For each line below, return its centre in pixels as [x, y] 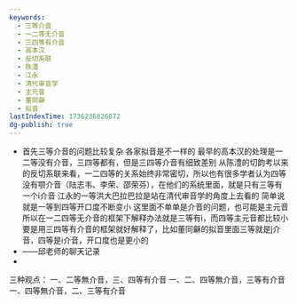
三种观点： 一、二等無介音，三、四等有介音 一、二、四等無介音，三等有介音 [147, 280]
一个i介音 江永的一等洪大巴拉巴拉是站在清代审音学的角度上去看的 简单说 [153, 196]
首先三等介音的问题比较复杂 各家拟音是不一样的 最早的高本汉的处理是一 [152, 151]
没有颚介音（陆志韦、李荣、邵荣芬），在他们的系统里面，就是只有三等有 [152, 184]
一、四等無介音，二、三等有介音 [67, 291]
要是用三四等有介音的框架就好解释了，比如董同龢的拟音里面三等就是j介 [151, 229]
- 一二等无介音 [41, 34]
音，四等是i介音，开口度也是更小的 [85, 240]
